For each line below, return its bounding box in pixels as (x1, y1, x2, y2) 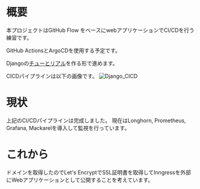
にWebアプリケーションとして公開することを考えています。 (6, 176, 154, 184)
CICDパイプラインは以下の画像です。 (6, 72, 98, 79)
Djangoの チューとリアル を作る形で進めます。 (6, 60, 118, 67)
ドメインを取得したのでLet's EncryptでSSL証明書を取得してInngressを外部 (6, 169, 191, 176)
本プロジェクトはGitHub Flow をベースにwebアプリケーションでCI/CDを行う (6, 26, 195, 34)
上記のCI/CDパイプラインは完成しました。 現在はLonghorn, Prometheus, (6, 117, 186, 124)
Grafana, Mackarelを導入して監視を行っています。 (6, 124, 130, 131)
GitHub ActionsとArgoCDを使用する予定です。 (6, 46, 121, 54)
